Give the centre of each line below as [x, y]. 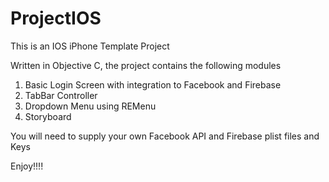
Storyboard [48, 116]
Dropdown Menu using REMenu [90, 106]
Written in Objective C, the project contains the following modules [146, 65]
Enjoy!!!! [27, 166]
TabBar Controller [61, 95]
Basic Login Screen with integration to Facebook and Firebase [153, 84]
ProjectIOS [56, 18]
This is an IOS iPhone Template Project [90, 46]
